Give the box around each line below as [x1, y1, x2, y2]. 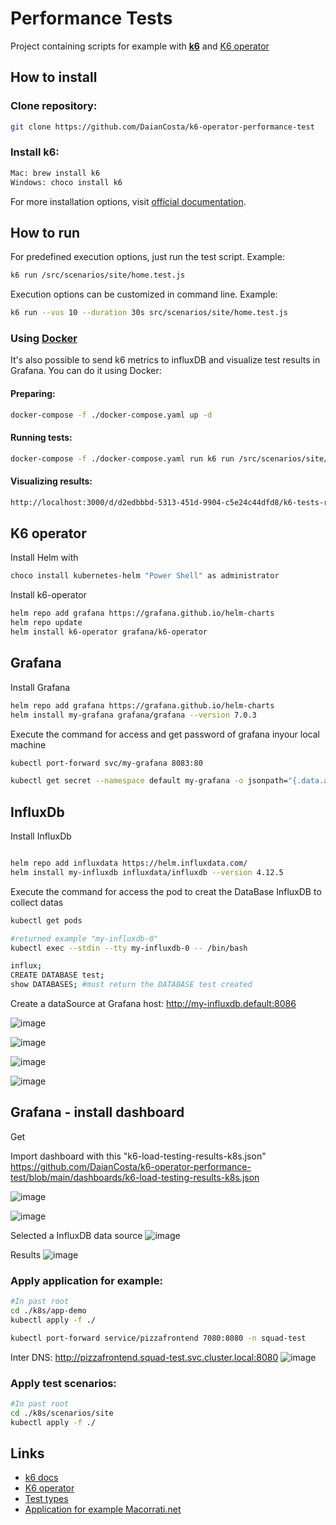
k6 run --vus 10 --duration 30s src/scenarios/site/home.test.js [10, 308, 288, 318]
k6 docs [24, 1472, 59, 1484]
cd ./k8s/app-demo [10, 1306, 87, 1316]
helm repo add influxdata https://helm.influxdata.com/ [10, 858, 248, 869]
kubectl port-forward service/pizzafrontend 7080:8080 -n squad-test [10, 1333, 307, 1343]
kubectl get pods [10, 915, 83, 926]
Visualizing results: [10, 475, 93, 487]
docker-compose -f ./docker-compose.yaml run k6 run [10, 453, 235, 464]
